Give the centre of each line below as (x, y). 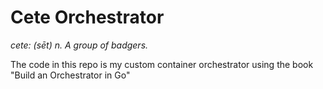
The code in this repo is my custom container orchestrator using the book (162, 64)
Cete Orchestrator (87, 17)
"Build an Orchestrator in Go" (70, 75)
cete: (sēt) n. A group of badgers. (79, 45)
